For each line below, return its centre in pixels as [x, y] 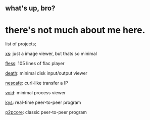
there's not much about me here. [75, 30]
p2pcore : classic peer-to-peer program [46, 112]
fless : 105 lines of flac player [35, 64]
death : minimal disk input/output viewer [46, 73]
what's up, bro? [30, 8]
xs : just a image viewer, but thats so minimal [51, 54]
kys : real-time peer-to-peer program [43, 102]
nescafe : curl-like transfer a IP [37, 83]
